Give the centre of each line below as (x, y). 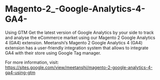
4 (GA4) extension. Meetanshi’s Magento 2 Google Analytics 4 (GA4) (74, 42)
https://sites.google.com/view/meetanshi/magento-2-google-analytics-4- (79, 67)
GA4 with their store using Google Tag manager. (53, 53)
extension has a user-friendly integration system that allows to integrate (77, 48)
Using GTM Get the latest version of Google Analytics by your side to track (80, 32)
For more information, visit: (32, 62)
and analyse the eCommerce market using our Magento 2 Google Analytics (80, 38)
